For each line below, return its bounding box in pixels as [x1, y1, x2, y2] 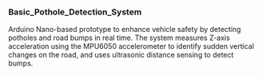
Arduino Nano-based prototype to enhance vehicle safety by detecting [8, 25, 241, 34]
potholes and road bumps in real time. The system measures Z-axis [8, 33, 230, 42]
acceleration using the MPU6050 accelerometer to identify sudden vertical [8, 42, 254, 51]
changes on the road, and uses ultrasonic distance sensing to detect [8, 50, 234, 60]
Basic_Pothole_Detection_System [8, 6, 142, 18]
